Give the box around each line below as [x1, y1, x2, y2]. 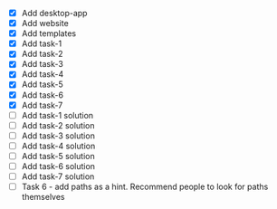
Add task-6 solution [21, 160, 96, 171]
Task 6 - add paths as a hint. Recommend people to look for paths [21, 181, 269, 193]
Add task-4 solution [21, 140, 96, 151]
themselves [21, 192, 65, 203]
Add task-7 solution [21, 171, 95, 182]
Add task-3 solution [21, 130, 96, 141]
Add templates [21, 28, 77, 39]
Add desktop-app [21, 8, 88, 18]
